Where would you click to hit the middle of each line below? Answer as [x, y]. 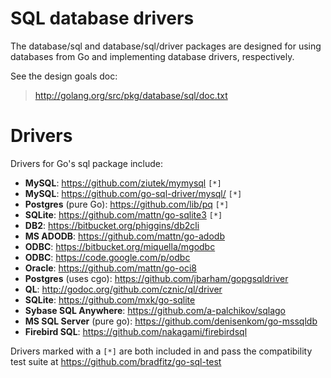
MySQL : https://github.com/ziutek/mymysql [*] [123, 183]
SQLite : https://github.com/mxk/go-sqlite [110, 299]
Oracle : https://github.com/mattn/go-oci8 [110, 268]
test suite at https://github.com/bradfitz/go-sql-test [116, 361]
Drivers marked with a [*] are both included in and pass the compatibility [161, 351]
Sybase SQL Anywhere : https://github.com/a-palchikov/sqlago [155, 310]
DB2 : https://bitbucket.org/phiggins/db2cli [112, 225]
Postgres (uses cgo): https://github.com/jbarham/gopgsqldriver [156, 278]
